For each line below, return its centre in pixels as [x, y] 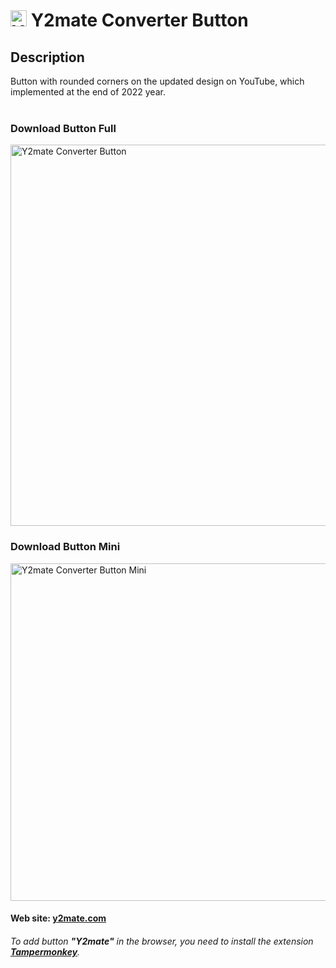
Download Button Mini [65, 547]
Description [47, 57]
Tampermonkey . [45, 951]
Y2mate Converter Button [139, 20]
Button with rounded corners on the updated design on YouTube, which [157, 81]
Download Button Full [63, 128]
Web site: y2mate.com [58, 918]
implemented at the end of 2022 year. [88, 92]
